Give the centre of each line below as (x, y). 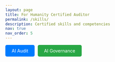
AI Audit (20, 51)
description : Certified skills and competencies (58, 24)
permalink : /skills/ (27, 19)
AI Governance (60, 51)
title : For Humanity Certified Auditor (48, 15)
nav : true (16, 29)
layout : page (19, 10)
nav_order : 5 (19, 33)
